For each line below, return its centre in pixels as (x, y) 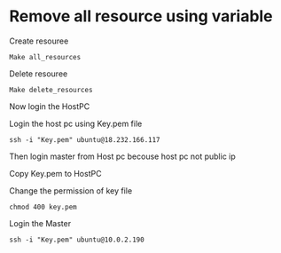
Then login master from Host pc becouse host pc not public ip (123, 156)
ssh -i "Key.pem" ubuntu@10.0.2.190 (77, 240)
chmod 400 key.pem (43, 207)
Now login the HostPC (50, 106)
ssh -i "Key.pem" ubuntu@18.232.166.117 (85, 139)
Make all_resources (45, 57)
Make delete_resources (51, 90)
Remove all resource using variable (141, 16)
